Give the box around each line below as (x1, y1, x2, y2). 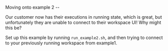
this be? (5, 25, 22, 31)
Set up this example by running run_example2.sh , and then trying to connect (5, 35, 163, 40)
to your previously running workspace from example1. (5, 40, 117, 46)
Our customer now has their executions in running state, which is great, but (5, 14, 162, 20)
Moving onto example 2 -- (5, 5, 60, 10)
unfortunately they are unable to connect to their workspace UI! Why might (5, 20, 161, 25)
